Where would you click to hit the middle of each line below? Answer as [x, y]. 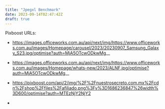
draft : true [17, 19]
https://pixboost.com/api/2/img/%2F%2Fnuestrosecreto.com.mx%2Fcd [85, 83]
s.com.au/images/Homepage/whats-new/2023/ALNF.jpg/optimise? [81, 68]
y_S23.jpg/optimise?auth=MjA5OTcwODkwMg [59, 53]
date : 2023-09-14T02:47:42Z [34, 14]
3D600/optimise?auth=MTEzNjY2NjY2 [52, 93]
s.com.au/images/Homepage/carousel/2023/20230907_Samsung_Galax [85, 48]
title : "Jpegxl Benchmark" [33, 10]
